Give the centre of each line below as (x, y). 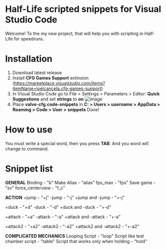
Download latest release (37, 73)
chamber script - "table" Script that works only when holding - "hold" (76, 241)
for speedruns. (29, 39)
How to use (29, 130)
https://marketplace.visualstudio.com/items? (60, 83)
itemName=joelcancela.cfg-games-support (57, 88)
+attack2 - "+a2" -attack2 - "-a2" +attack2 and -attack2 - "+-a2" (72, 226)
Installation (29, 59)
